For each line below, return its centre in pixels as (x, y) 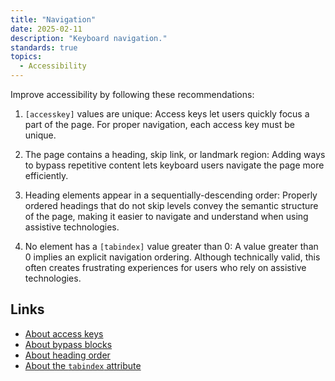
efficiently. (46, 175)
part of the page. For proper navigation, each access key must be (159, 124)
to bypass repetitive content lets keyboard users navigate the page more (174, 165)
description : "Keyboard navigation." (89, 38)
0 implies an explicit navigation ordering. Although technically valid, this (172, 257)
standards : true (44, 47)
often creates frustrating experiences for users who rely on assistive (165, 267)
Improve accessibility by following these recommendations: (132, 94)
